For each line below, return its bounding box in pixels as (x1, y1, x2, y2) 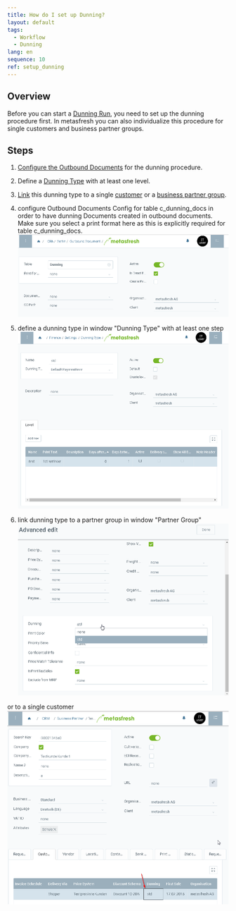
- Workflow (13, 34, 46, 41)
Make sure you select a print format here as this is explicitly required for (17, 219, 226, 228)
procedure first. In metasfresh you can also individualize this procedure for (7, 116, 223, 125)
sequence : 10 (7, 56, 46, 63)
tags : (7, 26, 23, 33)
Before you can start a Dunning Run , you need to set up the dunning (7, 109, 204, 118)
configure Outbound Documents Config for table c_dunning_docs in (17, 204, 214, 213)
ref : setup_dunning (7, 63, 65, 71)
